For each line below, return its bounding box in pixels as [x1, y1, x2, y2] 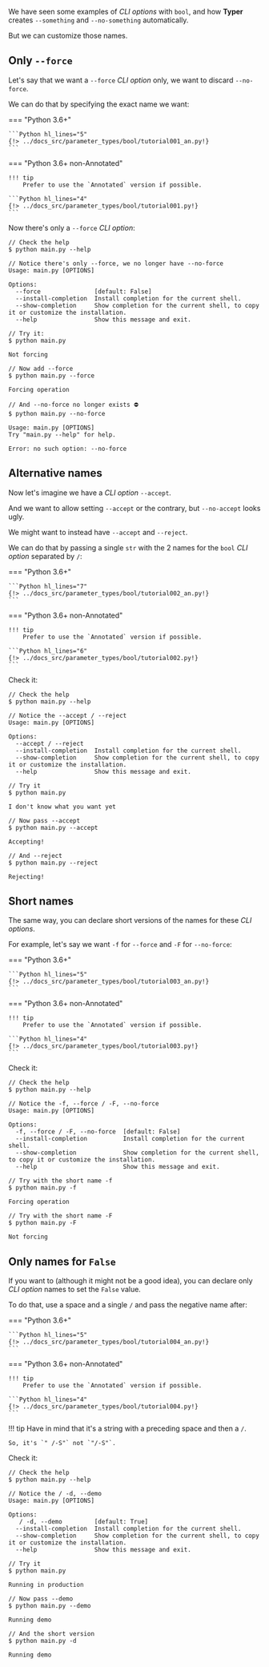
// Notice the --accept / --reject [8, 711, 127, 719]
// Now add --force [8, 364, 74, 372]
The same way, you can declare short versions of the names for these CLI [8, 916, 252, 925]
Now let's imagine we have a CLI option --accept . [8, 488, 172, 497]
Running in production [8, 1581, 84, 1589]
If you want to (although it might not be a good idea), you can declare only [8, 1276, 254, 1286]
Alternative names [8, 466, 102, 480]
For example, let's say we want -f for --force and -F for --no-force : [8, 940, 232, 949]
